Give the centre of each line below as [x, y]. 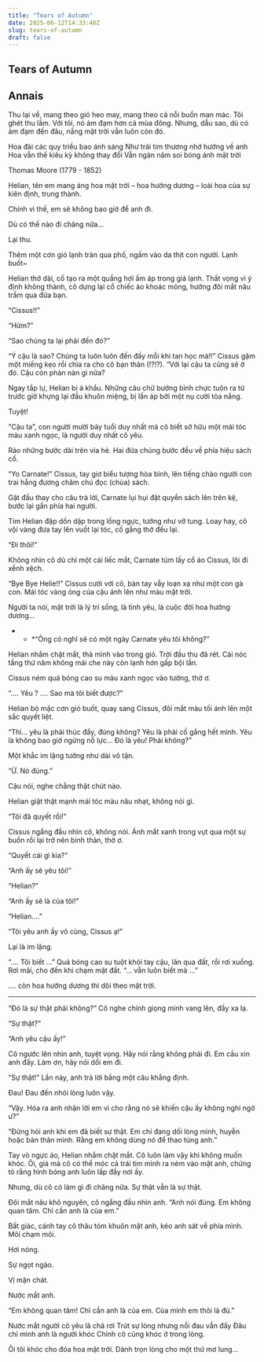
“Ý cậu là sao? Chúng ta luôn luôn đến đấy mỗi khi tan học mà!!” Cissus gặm [132, 356]
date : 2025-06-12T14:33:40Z [54, 23]
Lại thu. [20, 240]
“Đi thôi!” [23, 545]
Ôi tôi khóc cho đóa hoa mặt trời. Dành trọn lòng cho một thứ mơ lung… [123, 1349]
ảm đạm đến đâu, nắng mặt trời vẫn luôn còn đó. [86, 131]
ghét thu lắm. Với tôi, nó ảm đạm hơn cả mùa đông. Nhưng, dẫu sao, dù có [128, 123]
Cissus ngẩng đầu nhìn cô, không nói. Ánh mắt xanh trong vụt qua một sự [127, 832]
